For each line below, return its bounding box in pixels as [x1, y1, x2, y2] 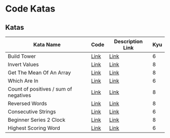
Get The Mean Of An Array [8, 69, 71, 76]
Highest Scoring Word [8, 124, 61, 131]
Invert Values [8, 61, 39, 68]
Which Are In [8, 78, 39, 84]
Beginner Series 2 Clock [8, 116, 66, 123]
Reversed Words [8, 100, 47, 107]
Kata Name [33, 41, 61, 48]
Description [113, 38, 143, 45]
